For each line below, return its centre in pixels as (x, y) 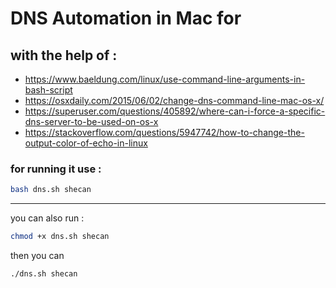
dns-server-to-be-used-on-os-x (91, 121)
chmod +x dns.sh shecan (60, 237)
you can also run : (47, 218)
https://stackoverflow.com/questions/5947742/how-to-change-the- (164, 132)
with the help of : (64, 55)
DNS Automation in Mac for (126, 18)
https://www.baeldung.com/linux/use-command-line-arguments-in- (165, 79)
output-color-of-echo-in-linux (86, 143)
